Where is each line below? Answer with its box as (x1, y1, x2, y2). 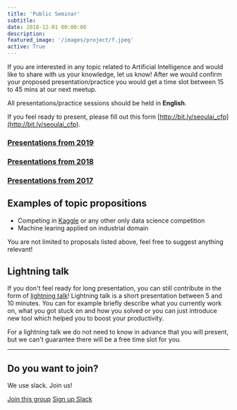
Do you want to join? (7, 362, 99, 375)
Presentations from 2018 (7, 156, 94, 166)
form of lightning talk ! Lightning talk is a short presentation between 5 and (7, 291, 222, 300)
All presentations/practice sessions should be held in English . (7, 99, 187, 107)
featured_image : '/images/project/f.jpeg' (7, 37, 134, 44)
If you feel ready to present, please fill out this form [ (7, 112, 160, 121)
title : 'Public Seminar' (7, 10, 80, 18)
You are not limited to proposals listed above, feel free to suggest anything (7, 238, 224, 246)
